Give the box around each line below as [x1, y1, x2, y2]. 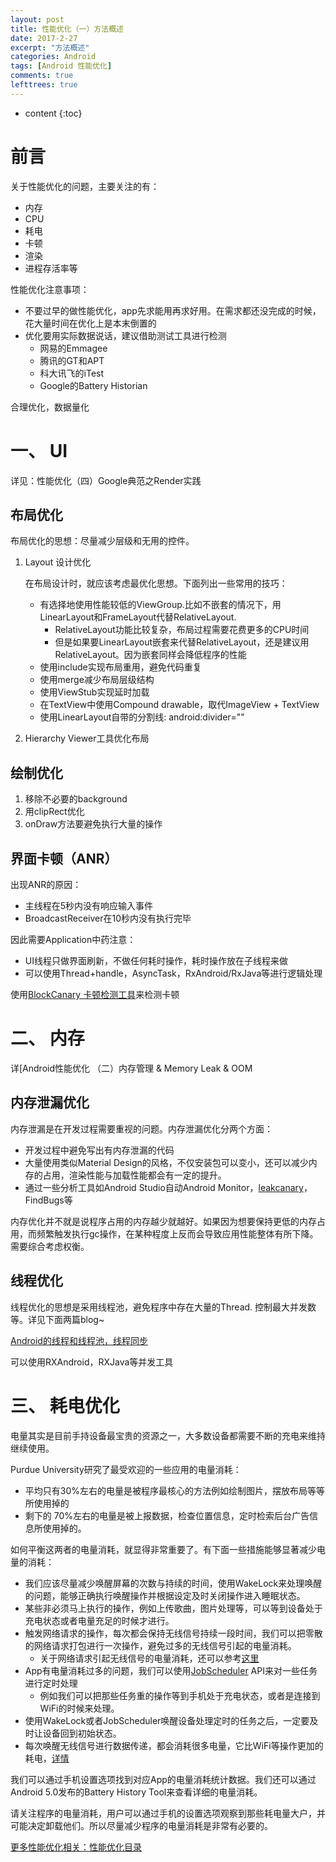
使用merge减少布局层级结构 [39, 674, 155, 686]
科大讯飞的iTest [39, 367, 105, 379]
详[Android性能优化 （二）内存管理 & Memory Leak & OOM [10, 1062, 253, 1074]
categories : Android [10, 52, 97, 62]
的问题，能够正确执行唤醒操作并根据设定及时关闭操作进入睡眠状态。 [24, 1589, 306, 1601]
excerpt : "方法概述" [10, 42, 90, 53]
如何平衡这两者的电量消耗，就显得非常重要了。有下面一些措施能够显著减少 [10, 1543, 317, 1555]
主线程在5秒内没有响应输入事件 [24, 900, 154, 912]
